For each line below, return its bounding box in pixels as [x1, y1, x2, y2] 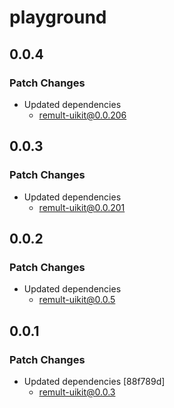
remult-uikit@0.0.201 [38, 201, 126, 213]
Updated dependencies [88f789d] [23, 375, 166, 387]
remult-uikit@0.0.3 [38, 386, 116, 398]
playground [9, 6, 107, 29]
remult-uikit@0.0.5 [38, 294, 116, 306]
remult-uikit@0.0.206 [38, 109, 127, 121]
